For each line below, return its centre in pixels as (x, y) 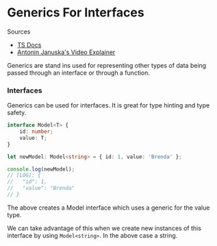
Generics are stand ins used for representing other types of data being (107, 65)
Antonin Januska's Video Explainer (66, 52)
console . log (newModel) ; (41, 169)
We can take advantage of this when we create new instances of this (104, 228)
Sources (19, 32)
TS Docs (29, 45)
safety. (17, 113)
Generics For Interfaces (76, 13)
